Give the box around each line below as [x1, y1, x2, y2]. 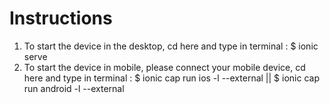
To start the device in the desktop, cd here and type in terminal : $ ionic [23, 40, 319, 52]
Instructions [9, 7, 113, 30]
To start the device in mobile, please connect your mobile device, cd [23, 61, 306, 73]
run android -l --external [23, 82, 125, 94]
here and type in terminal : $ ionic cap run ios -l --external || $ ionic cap [23, 72, 320, 84]
